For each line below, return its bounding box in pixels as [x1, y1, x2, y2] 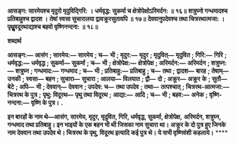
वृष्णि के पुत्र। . [30, 99, 64, 107]
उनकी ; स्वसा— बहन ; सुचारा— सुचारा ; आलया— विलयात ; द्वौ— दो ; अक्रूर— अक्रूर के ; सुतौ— [7, 75, 228, 83]
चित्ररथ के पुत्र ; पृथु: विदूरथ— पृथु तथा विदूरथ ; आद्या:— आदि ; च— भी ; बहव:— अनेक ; [7, 90, 209, 99]
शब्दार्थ [7, 37, 22, 45]
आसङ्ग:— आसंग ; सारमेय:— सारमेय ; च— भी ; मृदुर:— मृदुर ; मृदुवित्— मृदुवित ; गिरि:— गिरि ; [7, 51, 227, 59]
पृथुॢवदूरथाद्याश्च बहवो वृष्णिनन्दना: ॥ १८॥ [7, 23, 98, 31]
